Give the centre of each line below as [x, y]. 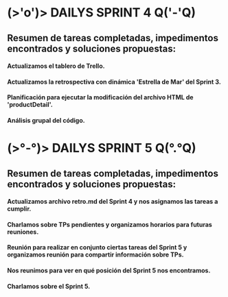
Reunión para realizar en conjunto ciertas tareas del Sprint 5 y [97, 248]
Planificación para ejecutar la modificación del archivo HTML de [100, 97]
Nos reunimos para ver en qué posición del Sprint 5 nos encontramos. [109, 270]
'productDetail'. [30, 105]
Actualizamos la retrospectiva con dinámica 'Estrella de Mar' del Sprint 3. [114, 82]
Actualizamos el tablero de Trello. [56, 66]
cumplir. [19, 209]
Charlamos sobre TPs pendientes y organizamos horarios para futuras [110, 224]
